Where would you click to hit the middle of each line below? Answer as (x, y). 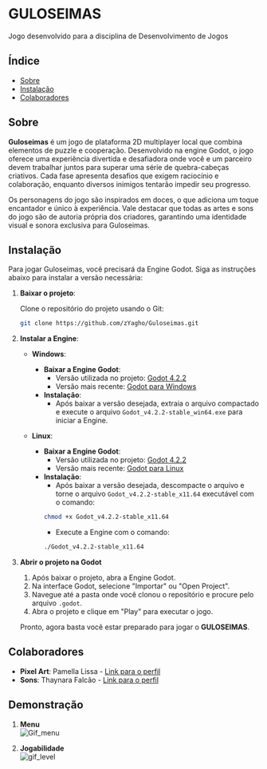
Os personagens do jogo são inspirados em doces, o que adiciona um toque (133, 200)
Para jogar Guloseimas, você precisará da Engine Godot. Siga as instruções (132, 269)
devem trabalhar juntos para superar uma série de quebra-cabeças (119, 167)
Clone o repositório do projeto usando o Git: (92, 309)
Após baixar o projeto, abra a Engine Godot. (104, 577)
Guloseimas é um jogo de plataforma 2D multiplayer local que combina (126, 141)
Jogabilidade (42, 748)
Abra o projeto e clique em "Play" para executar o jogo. (122, 611)
